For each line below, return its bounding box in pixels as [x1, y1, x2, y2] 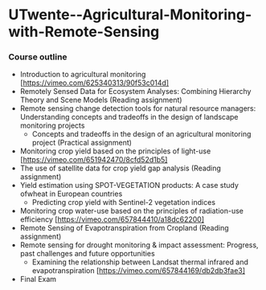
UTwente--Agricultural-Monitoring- [8, 6, 252, 24]
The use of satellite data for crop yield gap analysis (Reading [19, 163, 221, 174]
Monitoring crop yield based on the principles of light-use [19, 146, 211, 156]
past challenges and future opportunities [19, 249, 155, 259]
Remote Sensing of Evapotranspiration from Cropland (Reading [19, 223, 229, 233]
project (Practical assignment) [31, 138, 133, 148]
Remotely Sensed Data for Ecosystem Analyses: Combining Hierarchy [19, 87, 252, 96]
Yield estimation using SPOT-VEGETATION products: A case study [19, 181, 239, 190]
